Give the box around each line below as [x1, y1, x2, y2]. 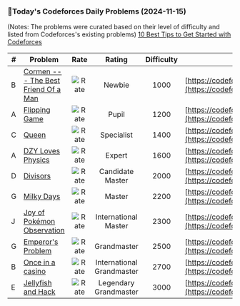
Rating [105, 55, 129, 65]
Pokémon [23, 217, 56, 227]
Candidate [99, 167, 134, 177]
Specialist [99, 130, 134, 140]
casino [23, 267, 46, 277]
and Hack [23, 287, 56, 297]
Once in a [23, 257, 56, 267]
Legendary [98, 278, 135, 288]
